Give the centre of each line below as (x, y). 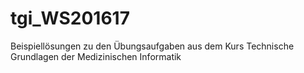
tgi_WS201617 (70, 18)
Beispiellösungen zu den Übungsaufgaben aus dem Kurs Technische (152, 46)
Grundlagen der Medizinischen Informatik (96, 56)
